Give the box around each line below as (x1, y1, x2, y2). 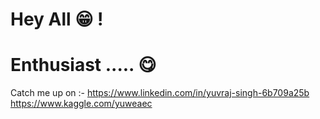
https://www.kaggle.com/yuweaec (10, 98, 153, 110)
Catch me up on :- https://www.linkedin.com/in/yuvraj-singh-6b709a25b (10, 87, 310, 99)
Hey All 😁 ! (10, 8, 104, 31)
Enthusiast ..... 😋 (10, 54, 157, 77)
